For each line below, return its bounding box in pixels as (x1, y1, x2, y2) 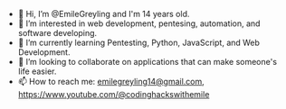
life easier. (17, 66, 57, 77)
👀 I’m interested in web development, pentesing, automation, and (17, 18, 261, 29)
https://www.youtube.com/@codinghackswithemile (17, 89, 210, 99)
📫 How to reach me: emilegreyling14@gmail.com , (17, 77, 205, 86)
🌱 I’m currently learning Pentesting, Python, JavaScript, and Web (17, 37, 261, 48)
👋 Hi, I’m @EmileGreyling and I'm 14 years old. (17, 9, 190, 19)
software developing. (17, 28, 98, 38)
